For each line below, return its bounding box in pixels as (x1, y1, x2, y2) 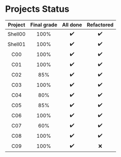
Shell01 (7, 41, 26, 48)
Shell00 (7, 31, 26, 38)
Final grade (30, 21, 58, 28)
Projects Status (5, 3, 70, 15)
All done (62, 21, 82, 28)
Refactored (86, 21, 114, 28)
